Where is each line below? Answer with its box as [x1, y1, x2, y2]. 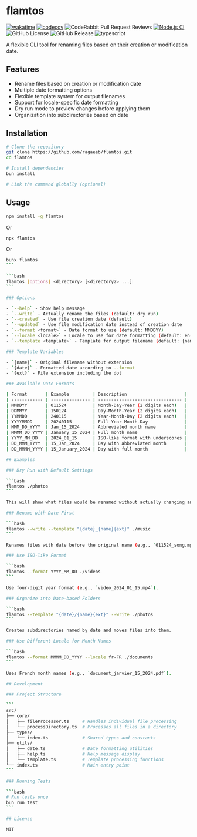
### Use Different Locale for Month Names [6, 638, 111, 644]
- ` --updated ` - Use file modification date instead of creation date [6, 322, 182, 328]
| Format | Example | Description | [6, 392, 188, 398]
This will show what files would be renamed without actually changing [6, 499, 185, 506]
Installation [6, 128, 48, 139]
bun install [6, 171, 35, 177]
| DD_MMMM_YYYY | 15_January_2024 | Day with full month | [6, 446, 188, 452]
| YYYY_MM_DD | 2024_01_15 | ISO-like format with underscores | [6, 435, 188, 441]
